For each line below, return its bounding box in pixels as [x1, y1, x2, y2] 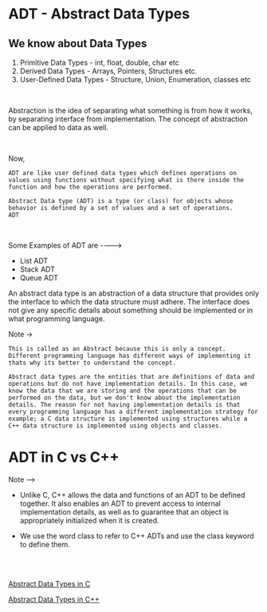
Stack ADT [19, 264, 56, 274]
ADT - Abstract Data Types [8, 5, 190, 23]
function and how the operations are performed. [8, 183, 173, 191]
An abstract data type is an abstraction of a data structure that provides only [8, 288, 260, 298]
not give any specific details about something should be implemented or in [8, 305, 253, 315]
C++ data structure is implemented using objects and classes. [8, 422, 223, 430]
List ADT [19, 256, 49, 265]
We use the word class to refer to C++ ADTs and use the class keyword [19, 531, 254, 540]
